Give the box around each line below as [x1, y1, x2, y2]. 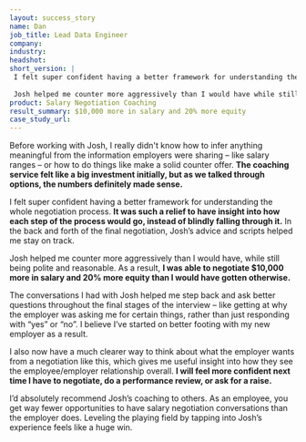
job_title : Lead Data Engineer [9, 30, 128, 39]
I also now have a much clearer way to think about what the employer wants [9, 346, 295, 357]
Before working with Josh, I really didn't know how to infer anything [9, 140, 263, 151]
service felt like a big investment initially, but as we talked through [9, 170, 266, 180]
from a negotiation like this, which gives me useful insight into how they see [9, 356, 294, 367]
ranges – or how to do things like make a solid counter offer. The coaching [9, 159, 290, 170]
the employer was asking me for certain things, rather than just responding [9, 309, 290, 320]
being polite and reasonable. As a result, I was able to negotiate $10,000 [9, 262, 284, 273]
